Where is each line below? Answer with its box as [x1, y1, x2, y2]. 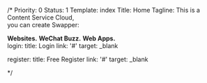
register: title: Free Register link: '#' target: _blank [7, 55, 148, 63]
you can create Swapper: [7, 21, 80, 29]
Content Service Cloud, [7, 13, 75, 22]
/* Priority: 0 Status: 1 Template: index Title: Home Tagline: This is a [7, 6, 201, 14]
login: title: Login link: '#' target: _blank [7, 42, 118, 50]
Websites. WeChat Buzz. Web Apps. [7, 34, 116, 43]
